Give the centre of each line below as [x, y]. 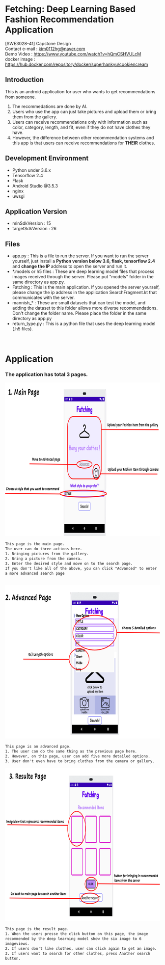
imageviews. [17, 943]
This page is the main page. [35, 544]
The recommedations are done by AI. [50, 106]
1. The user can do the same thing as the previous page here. [71, 751]
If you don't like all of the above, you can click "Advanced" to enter [81, 568]
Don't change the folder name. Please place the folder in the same [79, 313]
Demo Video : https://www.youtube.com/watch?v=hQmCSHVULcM [73, 54]
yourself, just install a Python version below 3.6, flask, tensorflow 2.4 [84, 261]
